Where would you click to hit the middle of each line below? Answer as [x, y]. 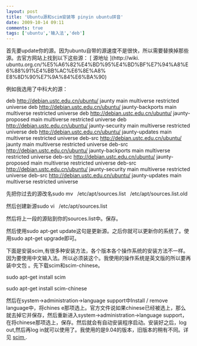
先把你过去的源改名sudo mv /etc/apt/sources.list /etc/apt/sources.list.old [97, 194]
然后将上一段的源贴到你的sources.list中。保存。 [64, 219]
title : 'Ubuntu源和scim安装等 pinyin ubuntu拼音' [65, 17]
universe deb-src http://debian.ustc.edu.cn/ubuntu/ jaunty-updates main [94, 176]
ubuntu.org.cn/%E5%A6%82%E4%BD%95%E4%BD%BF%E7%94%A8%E [97, 64]
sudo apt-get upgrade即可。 [45, 238]
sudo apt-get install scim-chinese [47, 289]
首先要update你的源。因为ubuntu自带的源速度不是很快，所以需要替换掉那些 [98, 51]
